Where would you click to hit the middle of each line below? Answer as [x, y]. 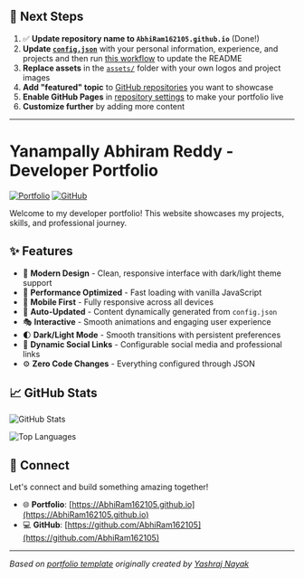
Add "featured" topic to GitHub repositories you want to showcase [148, 87]
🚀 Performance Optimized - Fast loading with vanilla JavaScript [142, 292]
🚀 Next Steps [47, 17]
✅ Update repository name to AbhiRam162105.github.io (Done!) [141, 38]
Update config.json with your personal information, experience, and [150, 48]
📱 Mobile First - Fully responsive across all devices [118, 302]
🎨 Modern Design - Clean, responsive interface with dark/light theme [152, 273]
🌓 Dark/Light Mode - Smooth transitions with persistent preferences [152, 335]
